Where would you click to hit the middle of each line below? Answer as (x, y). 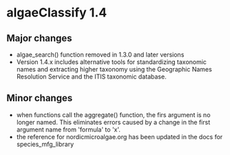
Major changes (40, 38)
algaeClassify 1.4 (57, 13)
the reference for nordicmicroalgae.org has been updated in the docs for (119, 136)
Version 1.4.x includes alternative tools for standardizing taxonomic (112, 62)
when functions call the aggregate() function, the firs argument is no (113, 114)
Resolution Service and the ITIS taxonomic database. (91, 76)
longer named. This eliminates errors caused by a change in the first (113, 122)
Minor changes (40, 98)
